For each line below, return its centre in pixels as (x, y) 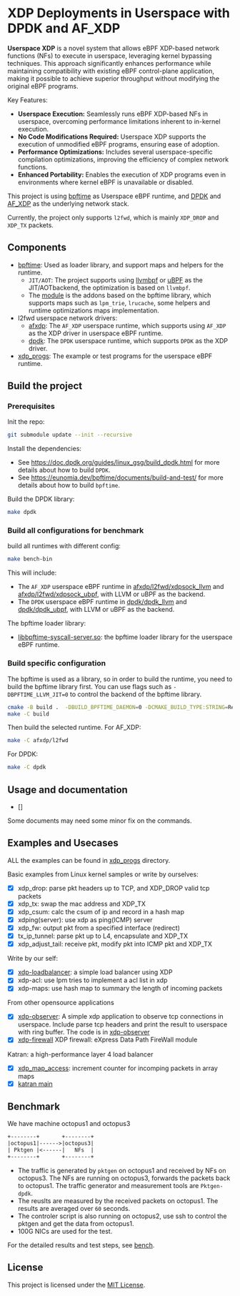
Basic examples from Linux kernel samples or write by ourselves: (103, 874)
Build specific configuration (56, 663)
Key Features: (27, 100)
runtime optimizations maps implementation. (94, 310)
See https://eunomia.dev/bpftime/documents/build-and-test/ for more (120, 478)
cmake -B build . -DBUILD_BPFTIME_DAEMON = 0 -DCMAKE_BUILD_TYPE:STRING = (118, 707)
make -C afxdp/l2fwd (38, 741)
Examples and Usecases (63, 843)
